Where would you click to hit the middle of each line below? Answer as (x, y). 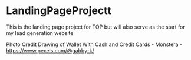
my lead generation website (40, 33)
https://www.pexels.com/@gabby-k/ (50, 50)
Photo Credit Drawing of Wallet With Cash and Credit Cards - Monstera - (94, 44)
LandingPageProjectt (59, 11)
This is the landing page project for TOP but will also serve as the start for (96, 27)
